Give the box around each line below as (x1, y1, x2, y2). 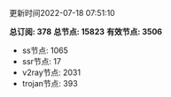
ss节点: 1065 (21, 45, 69, 56)
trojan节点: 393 (21, 78, 78, 88)
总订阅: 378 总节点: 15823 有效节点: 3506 (9, 26, 162, 37)
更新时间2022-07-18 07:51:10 (9, 8, 115, 18)
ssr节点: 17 (21, 56, 62, 66)
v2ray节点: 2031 (21, 67, 82, 78)
